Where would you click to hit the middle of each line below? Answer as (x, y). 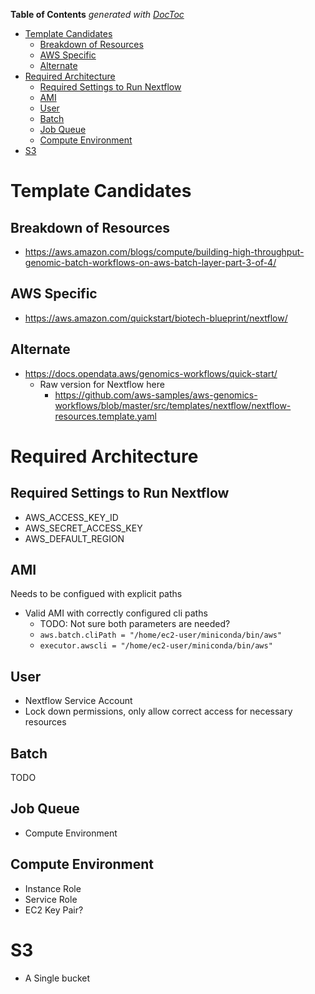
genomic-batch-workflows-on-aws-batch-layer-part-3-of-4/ (150, 262)
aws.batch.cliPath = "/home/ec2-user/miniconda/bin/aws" (161, 635)
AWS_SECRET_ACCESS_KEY (83, 528)
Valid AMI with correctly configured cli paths (116, 613)
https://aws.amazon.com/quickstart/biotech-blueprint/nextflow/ (156, 318)
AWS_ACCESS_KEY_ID (71, 517)
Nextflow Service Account (78, 701)
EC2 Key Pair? (54, 910)
